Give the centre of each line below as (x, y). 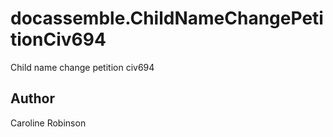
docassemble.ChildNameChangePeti (167, 18)
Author (32, 98)
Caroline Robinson (48, 123)
